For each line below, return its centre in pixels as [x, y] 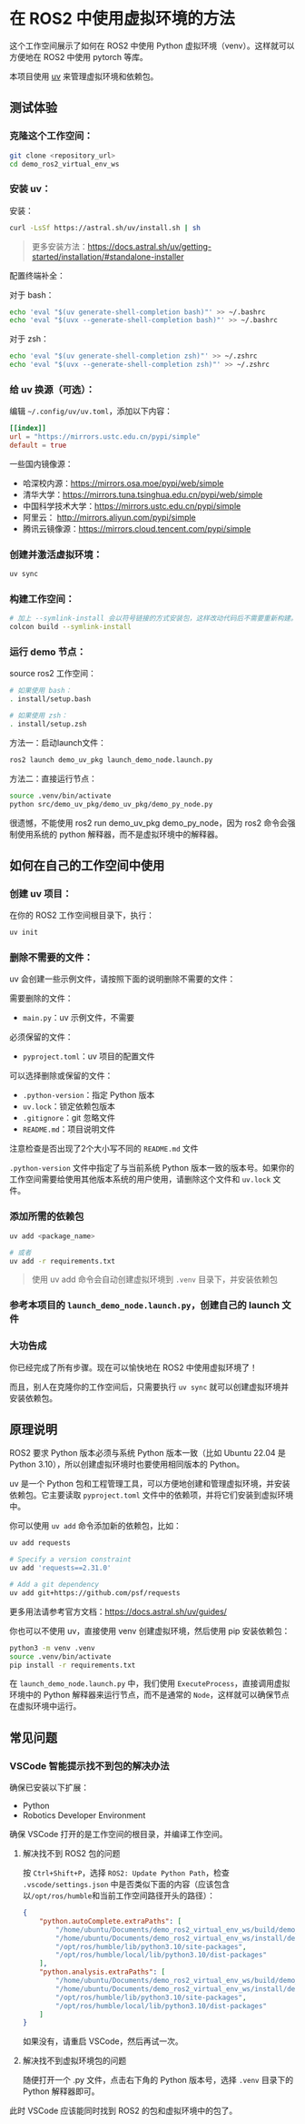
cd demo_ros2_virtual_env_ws [64, 164]
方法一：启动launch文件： [58, 742]
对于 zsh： [30, 339]
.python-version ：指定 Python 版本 [89, 1095]
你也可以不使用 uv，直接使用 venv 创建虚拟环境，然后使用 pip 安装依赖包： [150, 1631]
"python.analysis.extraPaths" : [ [103, 1972]
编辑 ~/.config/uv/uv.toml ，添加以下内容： [91, 412]
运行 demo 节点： [48, 652]
